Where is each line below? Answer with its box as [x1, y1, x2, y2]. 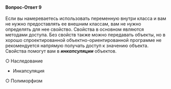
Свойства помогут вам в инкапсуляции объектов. [5, 48, 117, 54]
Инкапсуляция [12, 68, 45, 74]
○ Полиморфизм [5, 78, 43, 84]
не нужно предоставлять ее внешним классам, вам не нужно [5, 21, 141, 27]
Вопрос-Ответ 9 [5, 4, 42, 10]
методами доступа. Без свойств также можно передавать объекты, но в [5, 32, 166, 38]
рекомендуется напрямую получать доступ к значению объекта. [5, 42, 149, 49]
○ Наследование [5, 58, 43, 64]
